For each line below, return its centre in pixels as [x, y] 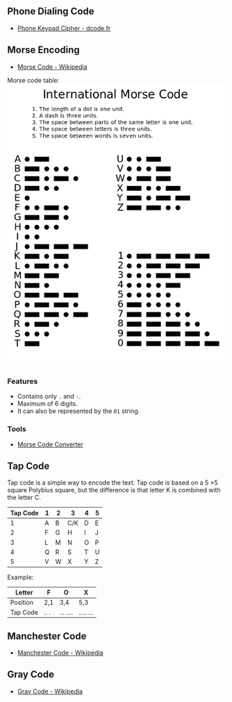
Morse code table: [33, 80]
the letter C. [24, 498]
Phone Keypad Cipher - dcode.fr [64, 28]
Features [23, 381]
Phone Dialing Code [51, 11]
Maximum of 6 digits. [48, 404]
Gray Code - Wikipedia [50, 691]
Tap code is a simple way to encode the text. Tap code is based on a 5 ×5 [113, 483]
